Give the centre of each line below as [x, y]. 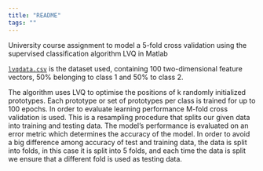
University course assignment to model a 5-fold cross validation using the [128, 45]
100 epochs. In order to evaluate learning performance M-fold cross [118, 109]
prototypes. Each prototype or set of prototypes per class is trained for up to [132, 100]
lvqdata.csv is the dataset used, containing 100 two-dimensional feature [126, 68]
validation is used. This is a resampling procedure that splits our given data [129, 117]
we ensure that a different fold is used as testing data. [95, 158]
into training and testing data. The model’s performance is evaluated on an [128, 126]
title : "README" [35, 15]
